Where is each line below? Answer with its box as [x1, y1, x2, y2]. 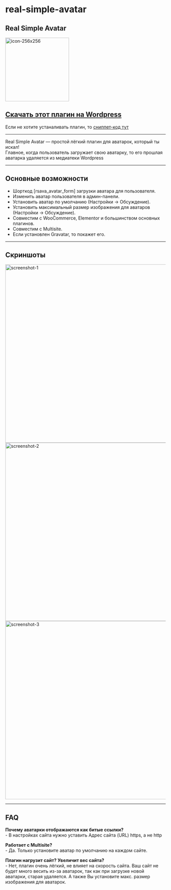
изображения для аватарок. [5, 879, 66, 885]
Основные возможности [5, 174, 88, 183]
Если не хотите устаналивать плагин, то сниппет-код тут [5, 124, 129, 130]
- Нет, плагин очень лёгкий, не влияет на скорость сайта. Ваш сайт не [5, 862, 159, 869]
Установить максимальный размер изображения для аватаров [12, 204, 150, 210]
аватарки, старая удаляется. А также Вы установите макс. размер [5, 874, 150, 880]
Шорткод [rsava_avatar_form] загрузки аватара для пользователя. [12, 187, 156, 194]
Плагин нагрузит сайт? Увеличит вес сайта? [5, 857, 104, 864]
